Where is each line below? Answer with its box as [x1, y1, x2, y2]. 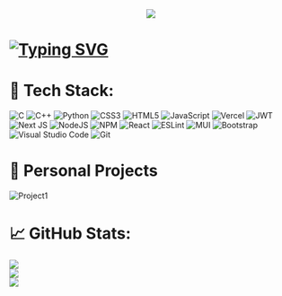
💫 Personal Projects [9, 161, 159, 181]
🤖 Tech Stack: [9, 81, 114, 101]
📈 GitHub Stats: [9, 223, 132, 244]
